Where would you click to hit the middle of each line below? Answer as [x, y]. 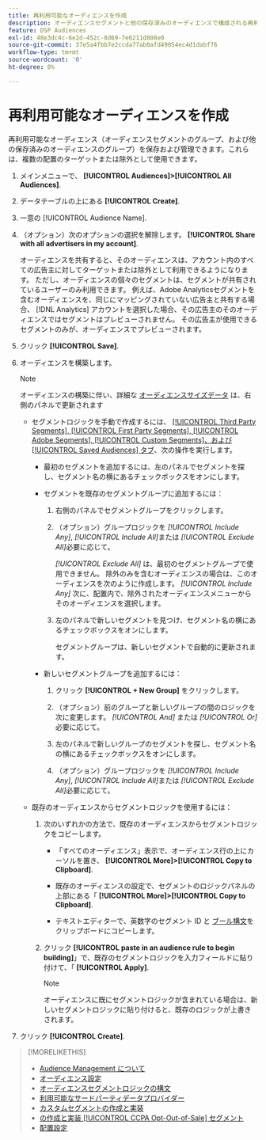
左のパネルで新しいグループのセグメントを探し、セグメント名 [156, 743]
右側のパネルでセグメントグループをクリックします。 [141, 510]
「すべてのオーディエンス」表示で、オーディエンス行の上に [151, 850]
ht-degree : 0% [32, 67]
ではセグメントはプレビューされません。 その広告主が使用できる [152, 319]
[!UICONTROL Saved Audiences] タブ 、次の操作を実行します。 [134, 450]
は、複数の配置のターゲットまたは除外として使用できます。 [105, 158]
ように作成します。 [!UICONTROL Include [184, 583]
